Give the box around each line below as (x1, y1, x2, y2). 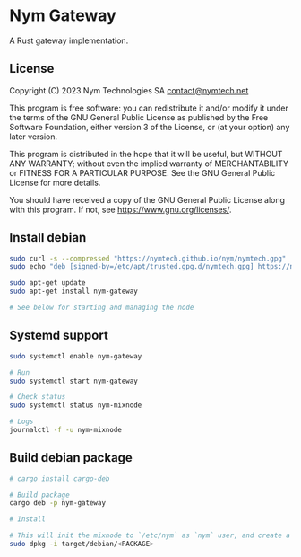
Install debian (9, 230, 87, 245)
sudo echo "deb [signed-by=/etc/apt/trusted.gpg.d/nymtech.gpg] (9, 262, 254, 271)
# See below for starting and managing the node (9, 303, 194, 313)
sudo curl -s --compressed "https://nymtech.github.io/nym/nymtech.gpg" (9, 253, 287, 263)
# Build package (9, 491, 70, 500)
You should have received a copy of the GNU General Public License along (9, 194, 285, 205)
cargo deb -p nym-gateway (9, 499, 106, 508)
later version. (9, 131, 58, 142)
